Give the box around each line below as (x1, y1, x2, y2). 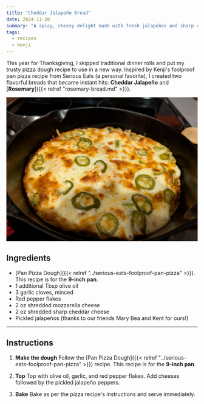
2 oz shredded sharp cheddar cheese (15, 308, 110, 315)
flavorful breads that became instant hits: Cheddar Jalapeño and (6, 79, 169, 86)
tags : (6, 29, 20, 35)
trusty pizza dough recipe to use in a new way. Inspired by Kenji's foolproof (6, 66, 195, 73)
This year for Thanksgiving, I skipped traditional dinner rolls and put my (6, 60, 185, 66)
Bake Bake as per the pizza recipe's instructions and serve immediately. (15, 390, 195, 398)
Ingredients (6, 253, 51, 263)
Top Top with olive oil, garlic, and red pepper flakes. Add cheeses (15, 372, 180, 380)
